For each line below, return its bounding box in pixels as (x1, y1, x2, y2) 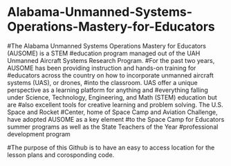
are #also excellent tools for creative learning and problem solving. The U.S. (7, 100, 223, 109)
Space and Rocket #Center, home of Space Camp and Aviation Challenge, (7, 108, 218, 116)
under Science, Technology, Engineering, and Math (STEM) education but (7, 93, 218, 101)
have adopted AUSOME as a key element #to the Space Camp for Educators (7, 115, 225, 123)
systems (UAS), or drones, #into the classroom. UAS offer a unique (7, 78, 198, 86)
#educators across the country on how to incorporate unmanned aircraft (7, 71, 214, 80)
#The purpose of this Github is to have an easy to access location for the (7, 143, 215, 151)
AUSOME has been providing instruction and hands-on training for (7, 64, 196, 72)
